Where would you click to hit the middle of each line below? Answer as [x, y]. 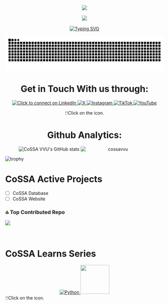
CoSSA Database [30, 193]
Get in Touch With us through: [85, 89]
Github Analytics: [85, 135]
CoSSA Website [29, 199]
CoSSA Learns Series [51, 254]
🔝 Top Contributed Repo [35, 212]
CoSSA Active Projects [54, 179]
